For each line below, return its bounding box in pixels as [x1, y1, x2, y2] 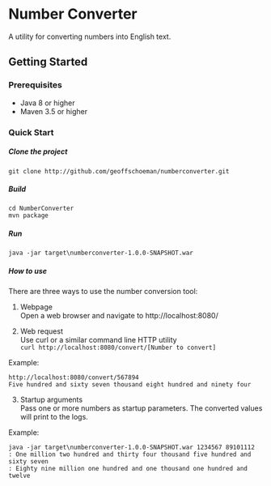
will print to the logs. [19, 412, 89, 422]
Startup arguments [19, 394, 83, 405]
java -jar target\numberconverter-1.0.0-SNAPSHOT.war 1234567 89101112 [8, 443, 255, 452]
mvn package [8, 211, 49, 220]
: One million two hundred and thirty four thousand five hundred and [8, 450, 252, 458]
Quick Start [8, 126, 54, 138]
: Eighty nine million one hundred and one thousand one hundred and [8, 465, 248, 473]
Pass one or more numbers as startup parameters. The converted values [19, 403, 263, 413]
